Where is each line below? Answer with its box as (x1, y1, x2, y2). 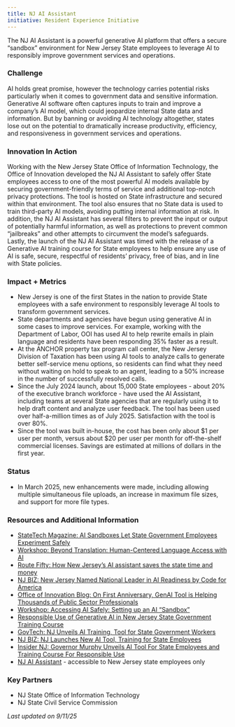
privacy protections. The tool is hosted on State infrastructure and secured (7, 192, 222, 201)
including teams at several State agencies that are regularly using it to (17, 397, 219, 405)
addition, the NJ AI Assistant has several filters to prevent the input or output (7, 215, 228, 223)
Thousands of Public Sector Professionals (17, 597, 138, 606)
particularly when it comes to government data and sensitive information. (7, 92, 218, 100)
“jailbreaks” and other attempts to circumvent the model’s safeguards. (7, 229, 208, 238)
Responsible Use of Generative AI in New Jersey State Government (17, 613, 212, 621)
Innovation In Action (7, 147, 78, 156)
